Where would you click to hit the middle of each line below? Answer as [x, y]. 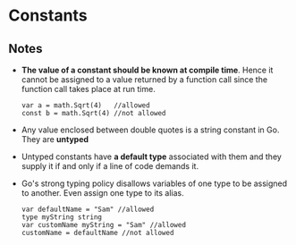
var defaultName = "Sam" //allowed [88, 209]
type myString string [61, 217]
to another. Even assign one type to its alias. [102, 193]
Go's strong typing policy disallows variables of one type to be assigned [154, 183]
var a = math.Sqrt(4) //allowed [85, 106]
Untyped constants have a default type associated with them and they [152, 156]
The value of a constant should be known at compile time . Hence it [147, 70]
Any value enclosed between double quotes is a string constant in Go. [150, 130]
